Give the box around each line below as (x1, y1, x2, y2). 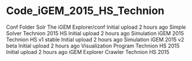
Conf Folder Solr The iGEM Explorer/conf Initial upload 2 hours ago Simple (6, 23, 187, 30)
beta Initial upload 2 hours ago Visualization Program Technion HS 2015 (6, 42, 180, 49)
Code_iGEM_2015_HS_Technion (6, 4, 165, 18)
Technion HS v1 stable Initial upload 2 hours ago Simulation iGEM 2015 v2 (6, 36, 184, 43)
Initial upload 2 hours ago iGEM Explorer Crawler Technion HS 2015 (6, 48, 170, 55)
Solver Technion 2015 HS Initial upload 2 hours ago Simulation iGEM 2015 (6, 29, 184, 36)
